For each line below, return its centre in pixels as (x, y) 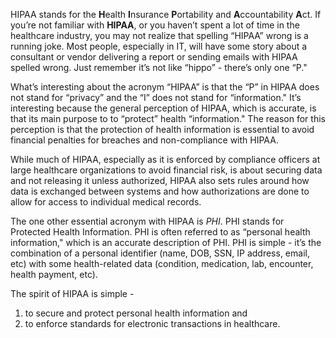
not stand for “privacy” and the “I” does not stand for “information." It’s (156, 97)
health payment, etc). (54, 274)
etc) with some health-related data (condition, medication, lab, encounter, (162, 263)
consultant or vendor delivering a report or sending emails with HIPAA (154, 57)
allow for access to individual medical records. (106, 202)
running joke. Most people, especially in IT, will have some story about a (159, 46)
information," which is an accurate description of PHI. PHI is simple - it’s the (166, 242)
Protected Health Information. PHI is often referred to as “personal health (160, 232)
